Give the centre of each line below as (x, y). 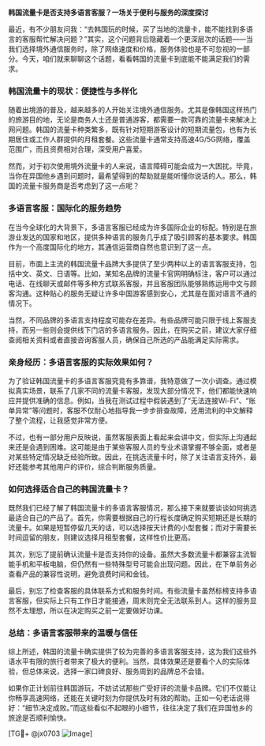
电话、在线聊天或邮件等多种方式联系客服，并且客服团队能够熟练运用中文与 (129, 283)
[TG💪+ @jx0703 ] (50, 733)
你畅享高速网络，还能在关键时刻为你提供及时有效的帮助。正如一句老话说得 (129, 698)
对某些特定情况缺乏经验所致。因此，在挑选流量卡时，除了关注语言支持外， (129, 457)
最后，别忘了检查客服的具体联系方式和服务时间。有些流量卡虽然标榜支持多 (129, 591)
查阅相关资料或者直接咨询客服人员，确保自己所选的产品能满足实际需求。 (125, 340)
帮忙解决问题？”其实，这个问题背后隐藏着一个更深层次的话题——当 (144, 39)
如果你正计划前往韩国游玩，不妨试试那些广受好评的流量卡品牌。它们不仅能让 (132, 688)
